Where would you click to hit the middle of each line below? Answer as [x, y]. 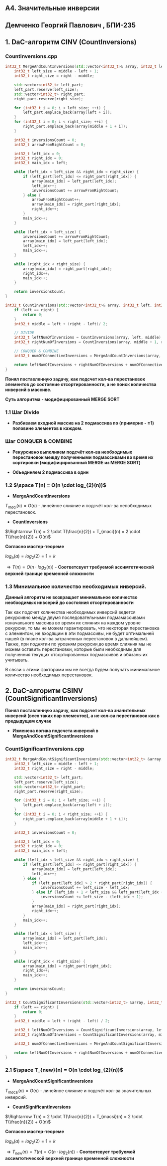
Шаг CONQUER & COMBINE [39, 441]
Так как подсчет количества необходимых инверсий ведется [70, 612]
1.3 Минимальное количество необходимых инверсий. [76, 586]
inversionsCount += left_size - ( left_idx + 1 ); [92, 897]
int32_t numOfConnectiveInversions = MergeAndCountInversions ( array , [88, 356]
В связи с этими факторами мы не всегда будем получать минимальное [83, 670]
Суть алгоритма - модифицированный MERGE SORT [62, 399]
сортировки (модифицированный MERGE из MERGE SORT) [76, 463]
